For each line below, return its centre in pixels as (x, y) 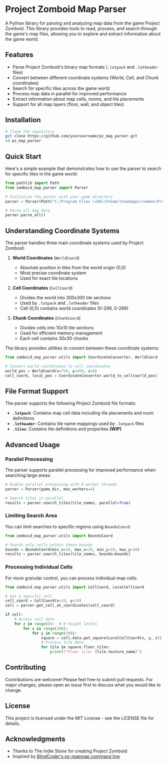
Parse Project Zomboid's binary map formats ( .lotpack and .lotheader (85, 67)
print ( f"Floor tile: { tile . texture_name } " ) (96, 652)
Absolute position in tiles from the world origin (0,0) (73, 268)
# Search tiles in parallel (34, 498)
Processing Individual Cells (39, 567)
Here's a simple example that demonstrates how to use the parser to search (83, 168)
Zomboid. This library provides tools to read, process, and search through (81, 28)
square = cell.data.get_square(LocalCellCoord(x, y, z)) (101, 638)
